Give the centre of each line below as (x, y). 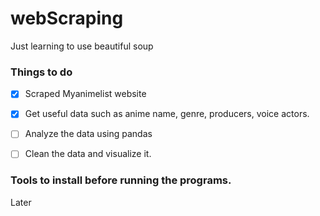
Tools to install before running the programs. (121, 180)
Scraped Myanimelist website (85, 94)
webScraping (67, 18)
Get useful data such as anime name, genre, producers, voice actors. (167, 114)
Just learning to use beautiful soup (82, 46)
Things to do (41, 72)
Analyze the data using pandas (88, 134)
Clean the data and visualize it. (88, 154)
